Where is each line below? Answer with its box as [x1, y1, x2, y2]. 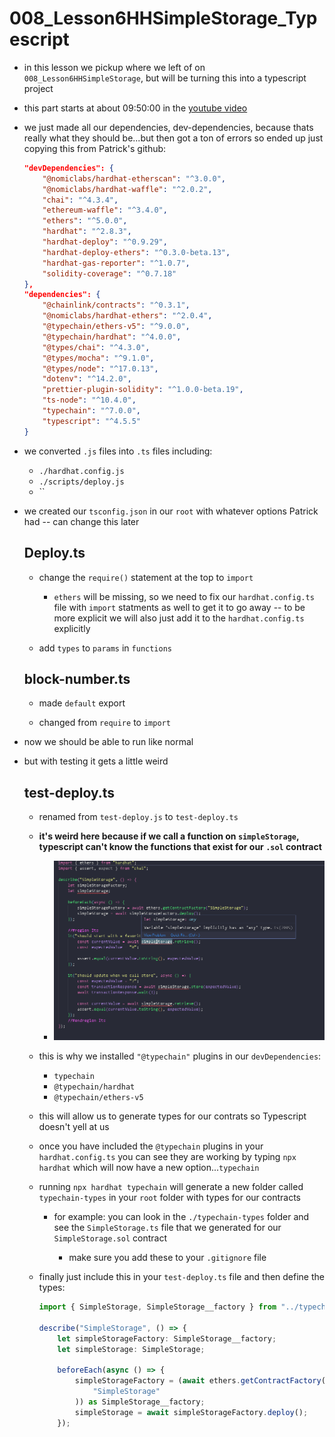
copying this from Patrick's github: [23, 142, 167, 154]
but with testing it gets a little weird [23, 755, 169, 767]
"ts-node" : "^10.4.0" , [42, 395, 137, 406]
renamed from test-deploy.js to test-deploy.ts [38, 811, 239, 823]
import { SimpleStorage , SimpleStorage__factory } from [38, 1302, 277, 1312]
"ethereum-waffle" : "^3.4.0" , [42, 205, 168, 216]
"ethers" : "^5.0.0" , [42, 216, 128, 226]
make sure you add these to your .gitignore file [68, 1252, 267, 1264]
